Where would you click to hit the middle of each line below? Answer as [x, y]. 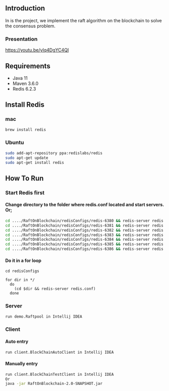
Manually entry [21, 364]
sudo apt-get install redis [35, 162]
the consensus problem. [30, 26]
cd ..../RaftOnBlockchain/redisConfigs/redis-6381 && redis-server [78, 225]
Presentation [21, 39]
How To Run [24, 178]
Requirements [28, 66]
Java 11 [20, 78]
